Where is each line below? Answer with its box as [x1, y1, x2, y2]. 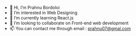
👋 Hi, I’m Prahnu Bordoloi [9, 5, 60, 10]
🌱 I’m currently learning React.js [9, 15, 74, 20]
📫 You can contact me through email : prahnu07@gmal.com [9, 26, 131, 31]
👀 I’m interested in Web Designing [9, 10, 78, 16]
